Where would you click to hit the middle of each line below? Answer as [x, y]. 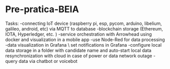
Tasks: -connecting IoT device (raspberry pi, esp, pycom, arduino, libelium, [84, 23]
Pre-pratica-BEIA [42, 9]
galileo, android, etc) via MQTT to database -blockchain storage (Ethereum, [84, 28]
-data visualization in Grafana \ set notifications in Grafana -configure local [83, 45]
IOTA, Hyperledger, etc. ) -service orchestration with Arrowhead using [79, 34]
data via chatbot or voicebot [48, 61]
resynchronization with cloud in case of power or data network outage [79, 56]
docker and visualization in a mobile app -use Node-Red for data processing [85, 40]
